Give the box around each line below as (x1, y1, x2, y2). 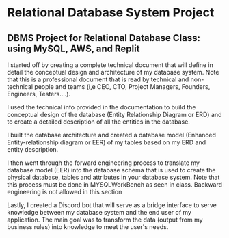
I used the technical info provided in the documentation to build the (7, 103, 196, 111)
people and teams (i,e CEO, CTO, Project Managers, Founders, (33, 83, 211, 90)
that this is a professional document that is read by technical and (7, 75, 189, 83)
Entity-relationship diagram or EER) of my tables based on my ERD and (7, 138, 206, 146)
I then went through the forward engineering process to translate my (7, 159, 200, 167)
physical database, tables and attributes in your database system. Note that (7, 173, 220, 181)
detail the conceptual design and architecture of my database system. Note (7, 68, 219, 76)
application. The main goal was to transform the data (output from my (7, 215, 203, 224)
